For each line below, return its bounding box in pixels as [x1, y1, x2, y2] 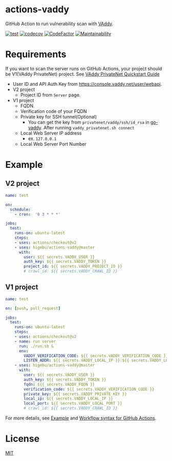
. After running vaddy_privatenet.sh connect [40, 124, 135, 130]
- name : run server [14, 339, 56, 344]
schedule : [10, 207, 31, 212]
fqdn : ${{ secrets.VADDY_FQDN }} [24, 381, 95, 387]
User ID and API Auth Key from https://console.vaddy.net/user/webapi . [12, 81, 162, 87]
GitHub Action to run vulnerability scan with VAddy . [5, 21, 114, 27]
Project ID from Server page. [20, 91, 81, 98]
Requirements [5, 49, 67, 60]
